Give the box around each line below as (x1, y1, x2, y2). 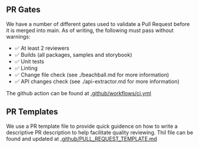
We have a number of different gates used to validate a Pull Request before (6, 20, 190, 27)
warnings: (6, 33, 31, 40)
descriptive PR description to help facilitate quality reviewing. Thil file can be (6, 128, 194, 136)
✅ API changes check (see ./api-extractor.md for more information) (14, 78, 180, 85)
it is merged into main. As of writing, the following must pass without (6, 27, 174, 34)
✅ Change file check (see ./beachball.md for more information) (14, 71, 169, 78)
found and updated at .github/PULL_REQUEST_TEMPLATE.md (6, 135, 157, 142)
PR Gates (6, 5, 41, 15)
